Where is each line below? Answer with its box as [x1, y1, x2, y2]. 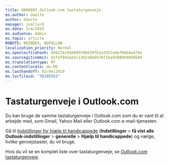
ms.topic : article [5, 36, 44, 41]
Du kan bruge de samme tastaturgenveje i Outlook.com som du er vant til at [5, 113, 164, 119]
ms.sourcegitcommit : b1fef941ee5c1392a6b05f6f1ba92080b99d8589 [5, 54, 143, 60]
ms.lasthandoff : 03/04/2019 [5, 69, 65, 74]
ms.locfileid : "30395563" [5, 74, 60, 79]
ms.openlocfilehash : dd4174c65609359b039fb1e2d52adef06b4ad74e [5, 50, 143, 55]
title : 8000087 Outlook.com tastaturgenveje [5, 7, 101, 13]
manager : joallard [5, 21, 44, 27]
